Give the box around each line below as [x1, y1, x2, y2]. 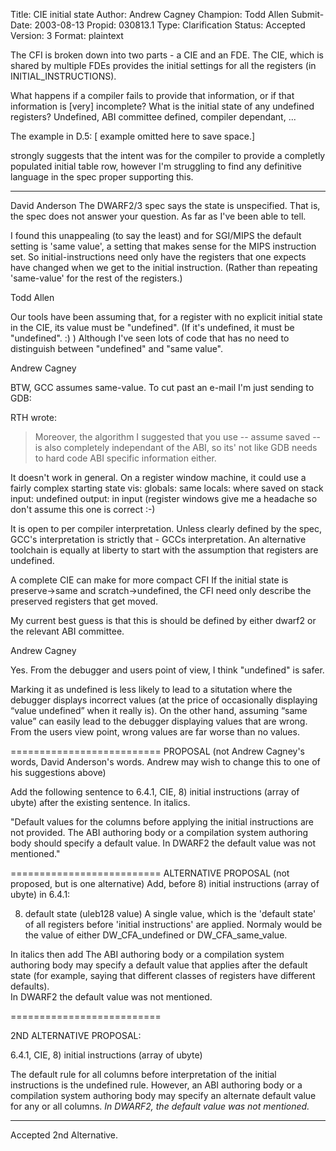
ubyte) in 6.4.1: [10, 889, 71, 900]
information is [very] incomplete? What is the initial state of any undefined [10, 100, 315, 112]
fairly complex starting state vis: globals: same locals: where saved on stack [10, 482, 324, 494]
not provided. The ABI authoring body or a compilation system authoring [10, 827, 309, 838]
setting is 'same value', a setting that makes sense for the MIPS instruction [10, 240, 317, 252]
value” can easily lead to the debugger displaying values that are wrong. [10, 715, 308, 727]
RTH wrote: [10, 412, 57, 423]
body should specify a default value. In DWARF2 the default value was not [10, 837, 317, 849]
